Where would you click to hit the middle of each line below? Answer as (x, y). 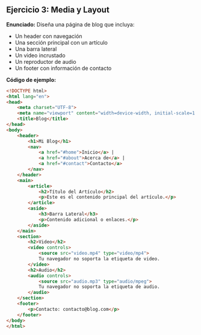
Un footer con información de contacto (63, 68)
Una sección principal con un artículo (61, 42)
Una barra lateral (36, 49)
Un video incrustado (40, 55)
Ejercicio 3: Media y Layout (58, 10)
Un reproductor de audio (45, 61)
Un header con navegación (48, 36)
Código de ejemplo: (31, 80)
